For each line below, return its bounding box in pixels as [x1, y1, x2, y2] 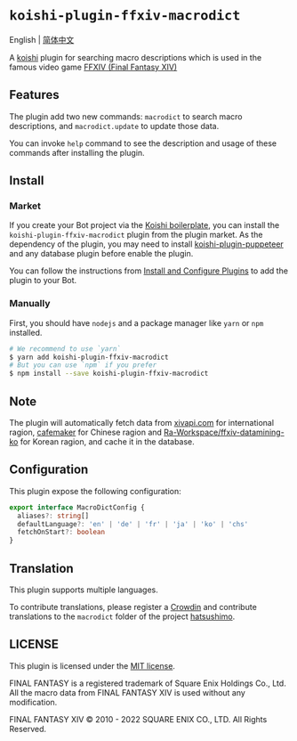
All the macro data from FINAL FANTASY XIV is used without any [9, 687, 246, 697]
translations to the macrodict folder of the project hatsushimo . [9, 611, 236, 622]
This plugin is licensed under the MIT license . [9, 660, 176, 671]
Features [9, 87, 60, 102]
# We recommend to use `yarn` [9, 344, 122, 354]
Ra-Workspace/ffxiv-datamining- [164, 427, 285, 438]
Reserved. [9, 723, 47, 734]
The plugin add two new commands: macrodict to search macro [9, 110, 243, 122]
